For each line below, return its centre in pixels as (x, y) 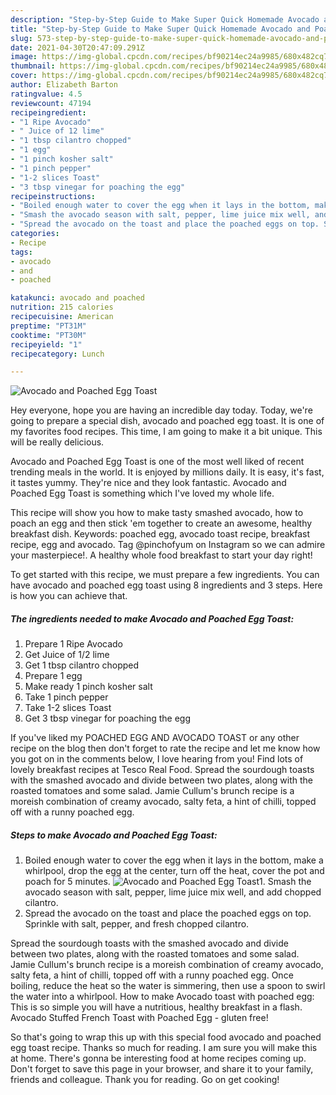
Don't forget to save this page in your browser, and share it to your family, (162, 1069)
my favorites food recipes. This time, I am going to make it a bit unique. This (166, 432)
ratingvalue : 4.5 (46, 94)
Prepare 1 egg (53, 676)
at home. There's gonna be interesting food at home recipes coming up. (158, 1058)
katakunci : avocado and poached (77, 298)
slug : (21, 38)
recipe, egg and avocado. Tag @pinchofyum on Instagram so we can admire (168, 545)
